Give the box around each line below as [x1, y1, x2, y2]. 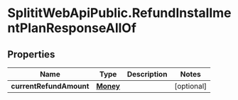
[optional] [173, 82, 207, 91]
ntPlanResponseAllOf [7, 20, 137, 36]
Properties [7, 48, 55, 60]
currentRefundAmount [11, 82, 90, 91]
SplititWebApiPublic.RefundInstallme [7, 5, 232, 21]
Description [126, 70, 168, 79]
